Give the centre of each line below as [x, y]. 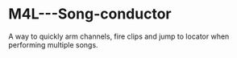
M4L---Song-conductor [90, 14]
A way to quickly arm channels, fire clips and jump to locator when [119, 36]
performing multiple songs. [53, 44]
